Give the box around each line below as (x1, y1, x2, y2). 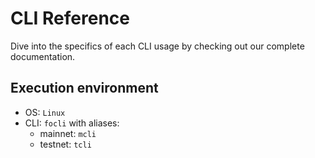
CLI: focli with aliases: (24, 117, 120, 129)
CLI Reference (10, 7, 130, 30)
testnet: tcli (39, 138, 92, 150)
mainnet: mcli (39, 127, 97, 139)
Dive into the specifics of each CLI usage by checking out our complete (10, 40, 305, 52)
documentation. (10, 50, 76, 62)
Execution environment (10, 80, 159, 97)
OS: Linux (24, 106, 66, 118)
